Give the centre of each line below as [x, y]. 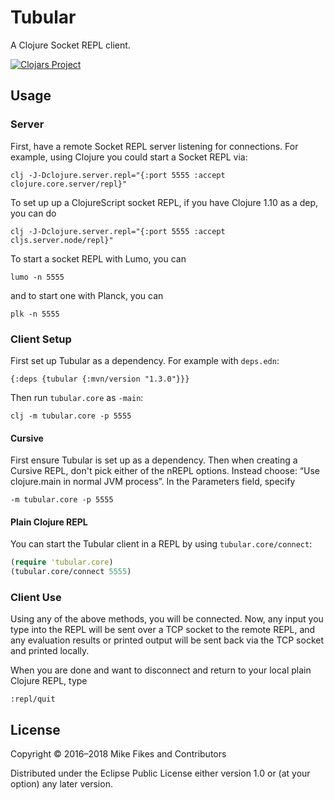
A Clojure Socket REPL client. [70, 45]
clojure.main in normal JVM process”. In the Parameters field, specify [153, 482]
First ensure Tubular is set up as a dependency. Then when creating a [154, 460]
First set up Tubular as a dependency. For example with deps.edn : [145, 360]
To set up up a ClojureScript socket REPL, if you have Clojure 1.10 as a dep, [164, 202]
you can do [33, 213]
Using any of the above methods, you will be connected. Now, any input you [167, 619]
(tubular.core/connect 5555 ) [71, 572]
